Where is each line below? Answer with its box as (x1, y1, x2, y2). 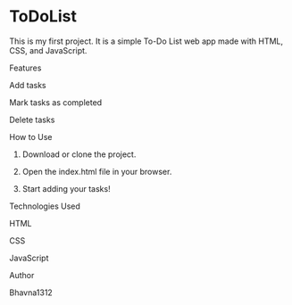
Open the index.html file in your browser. (21, 166, 172, 177)
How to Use (9, 131, 53, 142)
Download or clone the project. (21, 149, 137, 160)
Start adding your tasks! (21, 183, 111, 194)
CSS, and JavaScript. (9, 45, 88, 55)
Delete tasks (9, 114, 55, 125)
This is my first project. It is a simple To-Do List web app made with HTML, (9, 36, 284, 46)
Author (9, 269, 35, 280)
